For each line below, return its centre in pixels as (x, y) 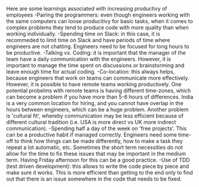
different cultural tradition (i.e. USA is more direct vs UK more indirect (91, 122)
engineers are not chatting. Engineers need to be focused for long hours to (98, 46)
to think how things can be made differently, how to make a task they (99, 141)
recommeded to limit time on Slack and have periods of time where (88, 40)
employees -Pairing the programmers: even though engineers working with (98, 15)
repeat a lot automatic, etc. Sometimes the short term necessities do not (94, 147)
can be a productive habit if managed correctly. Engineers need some (91, 135)
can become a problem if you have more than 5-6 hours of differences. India (100, 97)
